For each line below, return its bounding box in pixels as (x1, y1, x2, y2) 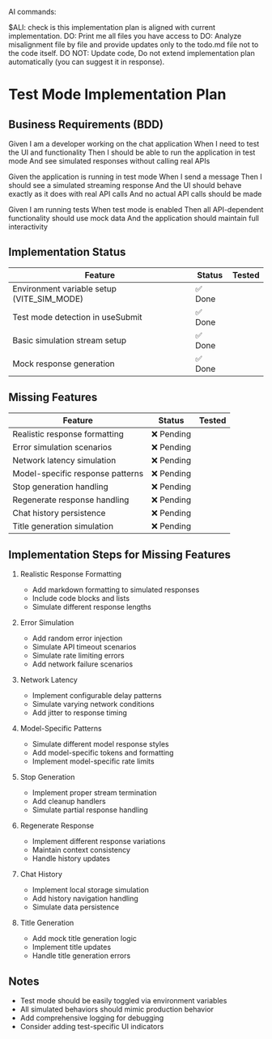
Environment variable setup (12, 283, 117, 294)
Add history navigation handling (32, 894, 139, 904)
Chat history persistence (12, 507, 106, 518)
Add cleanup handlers (32, 797, 107, 807)
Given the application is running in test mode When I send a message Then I (8, 172, 263, 181)
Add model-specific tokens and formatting (32, 748, 174, 758)
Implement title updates (32, 943, 112, 952)
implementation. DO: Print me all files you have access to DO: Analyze (8, 32, 242, 40)
